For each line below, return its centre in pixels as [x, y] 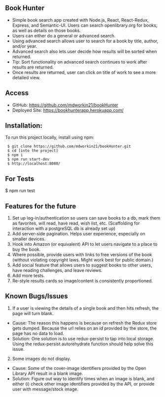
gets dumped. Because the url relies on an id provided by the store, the [84, 328]
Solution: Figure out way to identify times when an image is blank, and [83, 378]
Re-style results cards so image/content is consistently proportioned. [82, 281]
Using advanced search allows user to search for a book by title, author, [85, 41]
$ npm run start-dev [28, 160]
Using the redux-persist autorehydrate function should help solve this [83, 344]
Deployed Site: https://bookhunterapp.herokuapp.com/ [68, 110]
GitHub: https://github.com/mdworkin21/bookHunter [65, 105]
